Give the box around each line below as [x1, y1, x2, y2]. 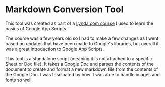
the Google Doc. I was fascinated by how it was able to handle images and [5, 71, 160, 77]
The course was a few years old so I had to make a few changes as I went [5, 35, 159, 41]
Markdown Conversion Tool [5, 4, 124, 15]
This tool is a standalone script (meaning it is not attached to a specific [5, 55, 152, 61]
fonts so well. [5, 77, 33, 83]
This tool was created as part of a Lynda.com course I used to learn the [5, 20, 154, 26]
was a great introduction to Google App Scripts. [5, 46, 104, 52]
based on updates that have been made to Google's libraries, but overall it [5, 40, 159, 46]
